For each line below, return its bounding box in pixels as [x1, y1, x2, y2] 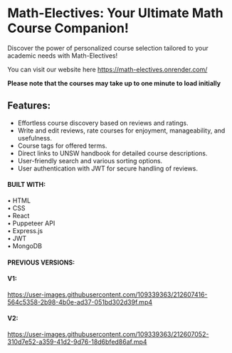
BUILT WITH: [7, 180, 46, 189]
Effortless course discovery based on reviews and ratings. [17, 118, 189, 127]
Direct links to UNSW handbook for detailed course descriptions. [17, 148, 208, 158]
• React [7, 211, 30, 220]
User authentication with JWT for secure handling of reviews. [17, 164, 198, 173]
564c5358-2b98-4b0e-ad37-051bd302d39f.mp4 [7, 297, 153, 306]
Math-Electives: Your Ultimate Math [7, 5, 223, 21]
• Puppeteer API [7, 219, 56, 227]
